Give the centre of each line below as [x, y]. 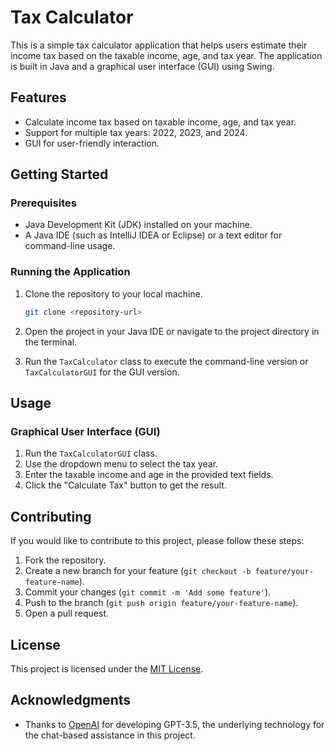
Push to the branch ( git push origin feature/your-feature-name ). [161, 603]
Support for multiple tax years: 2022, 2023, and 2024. [136, 132]
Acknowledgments [71, 700]
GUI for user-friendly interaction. [92, 143]
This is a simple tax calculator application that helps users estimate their [159, 45]
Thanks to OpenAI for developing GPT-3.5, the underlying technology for [174, 724]
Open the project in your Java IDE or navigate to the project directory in [172, 331]
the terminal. [51, 342]
